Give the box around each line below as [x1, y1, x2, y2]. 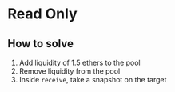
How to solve [7, 37, 74, 50]
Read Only [7, 5, 78, 23]
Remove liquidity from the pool [18, 66, 121, 76]
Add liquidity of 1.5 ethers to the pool [18, 58, 141, 67]
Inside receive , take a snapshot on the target [18, 75, 167, 84]
